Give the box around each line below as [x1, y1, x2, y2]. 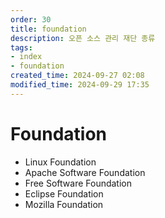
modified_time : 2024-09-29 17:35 [10, 80, 150, 90]
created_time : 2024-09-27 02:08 [10, 71, 145, 81]
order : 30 [10, 14, 52, 25]
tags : [10, 42, 33, 53]
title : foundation [10, 24, 87, 34]
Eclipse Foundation [24, 187, 104, 200]
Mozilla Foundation [24, 198, 104, 210]
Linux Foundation [24, 156, 97, 168]
